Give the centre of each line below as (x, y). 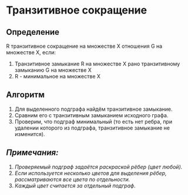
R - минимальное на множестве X (58, 76)
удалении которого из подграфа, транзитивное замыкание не (92, 128)
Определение (33, 32)
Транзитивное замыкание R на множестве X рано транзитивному (97, 64)
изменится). (30, 134)
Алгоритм (26, 95)
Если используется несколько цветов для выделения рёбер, (90, 173)
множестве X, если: (31, 52)
